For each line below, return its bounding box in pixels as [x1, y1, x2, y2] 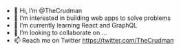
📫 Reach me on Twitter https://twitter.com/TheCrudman [13, 37, 174, 44]
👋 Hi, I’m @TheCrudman [13, 7, 83, 14]
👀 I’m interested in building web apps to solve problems [13, 14, 171, 22]
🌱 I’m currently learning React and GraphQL [13, 21, 138, 29]
